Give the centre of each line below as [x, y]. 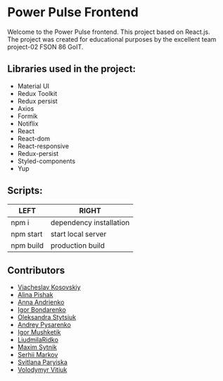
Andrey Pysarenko [44, 325]
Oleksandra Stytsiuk [46, 317]
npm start [27, 234]
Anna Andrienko [41, 302]
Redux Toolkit [37, 93]
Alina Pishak [35, 295]
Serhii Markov [38, 355]
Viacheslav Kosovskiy [49, 287]
